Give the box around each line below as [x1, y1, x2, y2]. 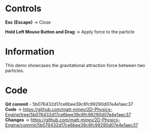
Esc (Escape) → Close [5, 19, 51, 25]
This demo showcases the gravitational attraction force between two [5, 62, 145, 68]
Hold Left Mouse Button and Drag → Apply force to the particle [5, 29, 135, 34]
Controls [5, 3, 42, 14]
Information [5, 46, 54, 57]
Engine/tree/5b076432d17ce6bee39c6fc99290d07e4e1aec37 [5, 111, 131, 117]
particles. [5, 67, 25, 73]
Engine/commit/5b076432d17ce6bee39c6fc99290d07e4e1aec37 [5, 122, 139, 128]
